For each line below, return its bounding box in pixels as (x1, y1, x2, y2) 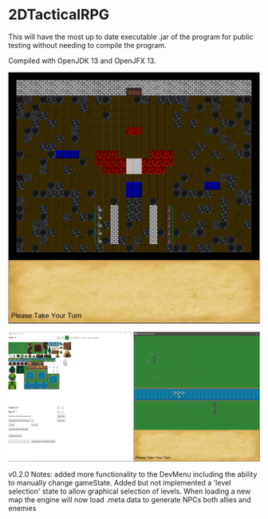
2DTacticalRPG (8, 6, 110, 24)
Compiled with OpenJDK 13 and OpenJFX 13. (8, 56, 157, 65)
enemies (8, 503, 37, 513)
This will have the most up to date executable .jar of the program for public (8, 32, 254, 41)
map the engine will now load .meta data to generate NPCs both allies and (8, 494, 251, 504)
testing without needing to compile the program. (8, 40, 167, 49)
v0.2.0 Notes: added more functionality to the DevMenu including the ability (8, 469, 258, 479)
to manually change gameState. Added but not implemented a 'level (8, 478, 231, 487)
